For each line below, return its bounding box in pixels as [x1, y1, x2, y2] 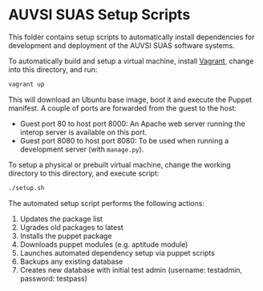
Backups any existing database [19, 257, 123, 266]
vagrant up [8, 80, 45, 88]
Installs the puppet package [19, 231, 112, 240]
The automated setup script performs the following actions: [8, 198, 204, 208]
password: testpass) [19, 273, 88, 283]
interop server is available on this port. [19, 127, 148, 137]
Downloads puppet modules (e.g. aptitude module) [19, 239, 188, 249]
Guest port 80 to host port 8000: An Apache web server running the [19, 119, 246, 128]
